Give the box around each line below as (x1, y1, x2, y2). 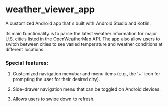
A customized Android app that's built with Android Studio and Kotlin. (5, 20, 151, 26)
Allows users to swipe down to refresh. (12, 96, 95, 102)
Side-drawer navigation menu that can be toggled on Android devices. (12, 86, 161, 92)
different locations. (5, 46, 45, 52)
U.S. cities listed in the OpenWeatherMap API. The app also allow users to (5, 36, 160, 42)
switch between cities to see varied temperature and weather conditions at (5, 41, 163, 47)
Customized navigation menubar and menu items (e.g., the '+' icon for (12, 71, 161, 77)
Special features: (5, 59, 49, 66)
